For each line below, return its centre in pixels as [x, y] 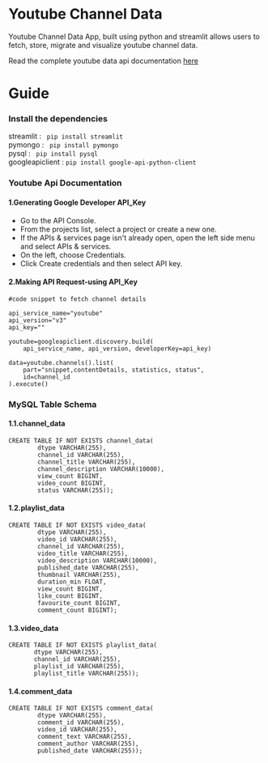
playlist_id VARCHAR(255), [79, 667]
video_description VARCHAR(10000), [98, 561]
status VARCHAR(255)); [76, 490]
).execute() [28, 384]
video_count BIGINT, [72, 483]
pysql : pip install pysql [53, 154]
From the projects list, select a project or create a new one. [118, 229]
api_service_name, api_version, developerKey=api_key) [117, 349]
